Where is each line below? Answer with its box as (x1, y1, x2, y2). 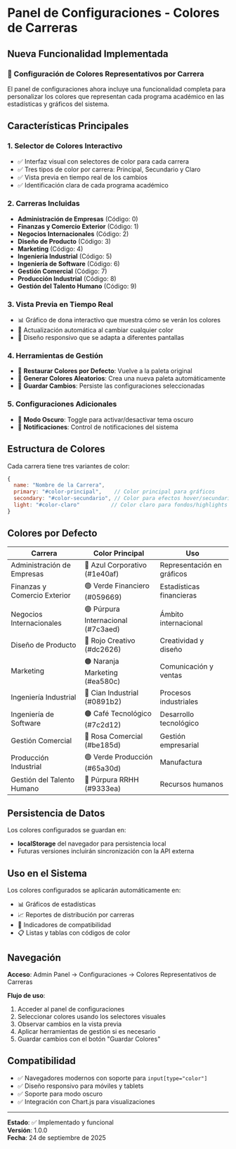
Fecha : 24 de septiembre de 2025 (7, 1133, 107, 1142)
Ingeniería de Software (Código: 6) (17, 259, 121, 268)
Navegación (7, 952, 62, 964)
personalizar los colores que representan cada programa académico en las (7, 92, 225, 100)
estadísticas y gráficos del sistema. (7, 100, 110, 108)
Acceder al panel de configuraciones (17, 1005, 125, 1013)
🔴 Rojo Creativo (84, 636, 136, 645)
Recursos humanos (159, 779, 223, 789)
